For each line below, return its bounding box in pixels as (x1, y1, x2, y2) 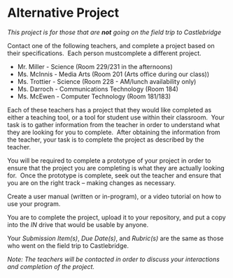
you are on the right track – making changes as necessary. (7, 178, 176, 186)
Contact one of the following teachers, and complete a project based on (7, 41, 215, 50)
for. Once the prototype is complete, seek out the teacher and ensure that (7, 171, 222, 180)
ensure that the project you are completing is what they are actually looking (7, 163, 225, 172)
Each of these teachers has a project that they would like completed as (7, 105, 212, 114)
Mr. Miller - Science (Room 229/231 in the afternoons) (17, 62, 173, 71)
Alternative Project (7, 5, 120, 21)
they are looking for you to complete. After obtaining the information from (7, 128, 220, 136)
